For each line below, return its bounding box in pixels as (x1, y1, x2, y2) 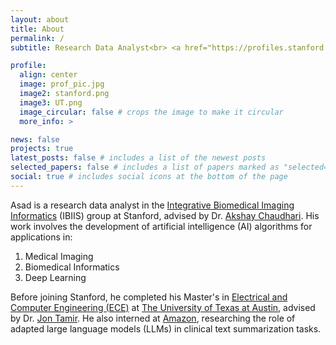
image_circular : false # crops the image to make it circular (19, 107, 284, 117)
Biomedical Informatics (24, 261, 120, 273)
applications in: (10, 231, 73, 243)
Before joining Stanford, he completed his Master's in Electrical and (10, 291, 288, 303)
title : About (10, 24, 65, 34)
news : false (10, 134, 60, 145)
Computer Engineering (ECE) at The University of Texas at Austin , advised (10, 301, 316, 313)
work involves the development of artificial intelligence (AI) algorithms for (10, 220, 313, 232)
